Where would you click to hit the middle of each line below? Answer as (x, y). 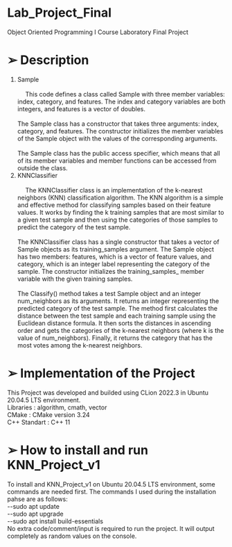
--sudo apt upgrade (35, 514)
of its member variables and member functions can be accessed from (117, 161)
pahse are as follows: (37, 499)
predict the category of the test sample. (74, 227)
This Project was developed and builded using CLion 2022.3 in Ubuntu (108, 392)
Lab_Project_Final (60, 13)
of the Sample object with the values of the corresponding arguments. (117, 138)
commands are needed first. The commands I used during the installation (112, 491)
